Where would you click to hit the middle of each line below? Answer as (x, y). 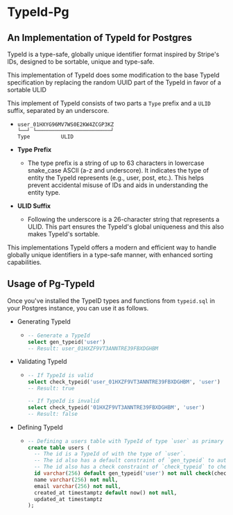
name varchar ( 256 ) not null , (76, 480)
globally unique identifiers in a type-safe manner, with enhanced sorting (110, 255)
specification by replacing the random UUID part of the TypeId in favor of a (114, 82)
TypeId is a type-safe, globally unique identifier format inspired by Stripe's (113, 54)
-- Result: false (53, 414)
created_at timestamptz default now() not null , (105, 493)
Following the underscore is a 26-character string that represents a (123, 219)
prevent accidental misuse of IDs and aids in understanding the (118, 185)
